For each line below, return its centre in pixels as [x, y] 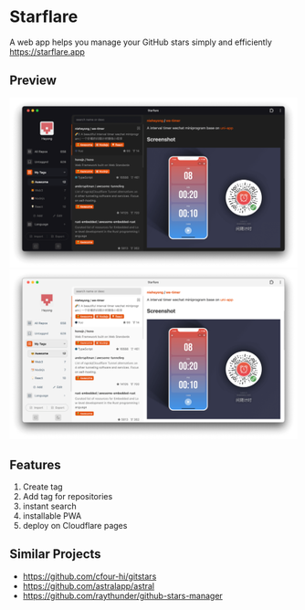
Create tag [42, 487]
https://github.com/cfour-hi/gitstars [89, 576]
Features [35, 464]
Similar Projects [56, 554]
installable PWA [52, 516]
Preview [33, 81]
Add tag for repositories [68, 497]
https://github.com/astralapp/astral [89, 585]
